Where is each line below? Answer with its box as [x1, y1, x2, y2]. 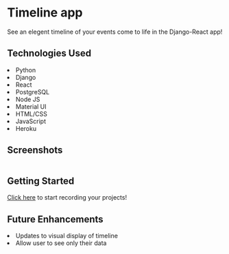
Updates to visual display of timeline [16, 232, 119, 240]
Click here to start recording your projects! [7, 193, 128, 202]
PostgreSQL [16, 87, 50, 96]
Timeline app [7, 5, 83, 21]
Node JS [16, 95, 40, 103]
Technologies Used [7, 47, 91, 59]
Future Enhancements [7, 213, 104, 225]
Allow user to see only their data [16, 239, 107, 247]
